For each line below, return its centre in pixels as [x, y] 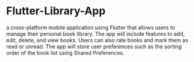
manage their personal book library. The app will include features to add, [96, 33]
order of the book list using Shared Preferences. [65, 52]
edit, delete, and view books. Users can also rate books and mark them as [97, 40]
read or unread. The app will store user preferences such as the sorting [94, 46]
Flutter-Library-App [56, 11]
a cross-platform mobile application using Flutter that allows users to [91, 27]
